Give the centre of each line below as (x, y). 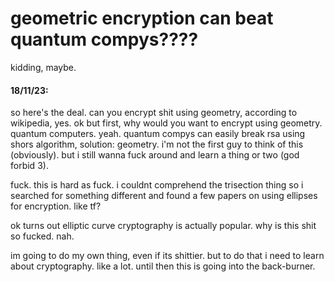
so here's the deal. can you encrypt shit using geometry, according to (154, 113)
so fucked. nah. (42, 236)
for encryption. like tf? (56, 206)
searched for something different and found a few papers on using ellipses (164, 196)
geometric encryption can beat (142, 18)
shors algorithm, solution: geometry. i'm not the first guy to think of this (157, 144)
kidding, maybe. (43, 67)
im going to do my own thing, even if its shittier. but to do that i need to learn (167, 256)
